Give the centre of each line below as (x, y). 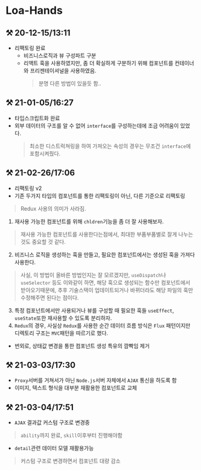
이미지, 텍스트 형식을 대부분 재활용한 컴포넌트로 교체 (75, 388)
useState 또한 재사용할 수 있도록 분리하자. (63, 318)
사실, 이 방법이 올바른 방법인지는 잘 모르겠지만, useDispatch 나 (93, 275)
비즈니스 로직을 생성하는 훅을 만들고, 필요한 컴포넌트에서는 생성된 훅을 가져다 (105, 255)
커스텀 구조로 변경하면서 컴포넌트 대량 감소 (71, 461)
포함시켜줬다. (45, 153)
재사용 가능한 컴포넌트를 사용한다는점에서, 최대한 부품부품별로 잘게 (99, 234)
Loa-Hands (34, 11)
